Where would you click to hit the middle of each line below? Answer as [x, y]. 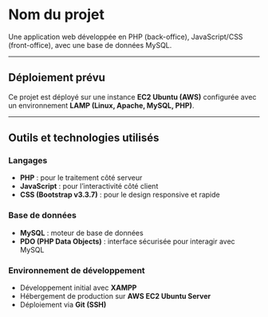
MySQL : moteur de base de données [81, 233]
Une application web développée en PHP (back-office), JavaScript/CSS [126, 37]
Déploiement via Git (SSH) [63, 305]
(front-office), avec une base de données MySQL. [90, 45]
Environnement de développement [77, 270]
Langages [28, 161]
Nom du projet [57, 15]
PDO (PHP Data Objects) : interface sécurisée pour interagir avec [127, 241]
